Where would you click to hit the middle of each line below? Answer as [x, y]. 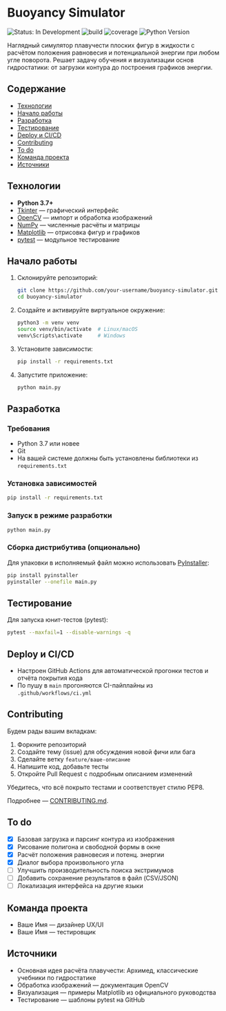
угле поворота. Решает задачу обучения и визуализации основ [101, 59]
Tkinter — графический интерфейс [68, 210]
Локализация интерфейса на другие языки [80, 886]
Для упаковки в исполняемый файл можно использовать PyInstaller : [108, 563]
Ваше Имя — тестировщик [56, 932]
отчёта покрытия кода [50, 678]
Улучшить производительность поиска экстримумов [95, 870]
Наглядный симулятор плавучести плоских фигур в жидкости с [101, 45]
